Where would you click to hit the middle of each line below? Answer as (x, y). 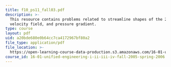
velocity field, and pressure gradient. (53, 24)
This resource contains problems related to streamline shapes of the (86, 19)
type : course (19, 29)
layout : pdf (18, 33)
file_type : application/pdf (35, 43)
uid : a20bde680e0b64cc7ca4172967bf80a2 (48, 38)
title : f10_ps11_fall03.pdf (35, 10)
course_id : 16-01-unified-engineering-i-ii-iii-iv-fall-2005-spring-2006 (85, 57)
